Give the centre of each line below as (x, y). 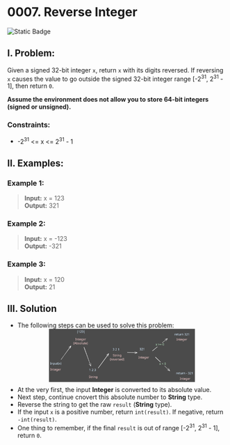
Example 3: (27, 264)
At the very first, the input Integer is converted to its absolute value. (114, 389)
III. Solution (32, 309)
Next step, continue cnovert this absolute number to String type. (110, 397)
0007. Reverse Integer (72, 12)
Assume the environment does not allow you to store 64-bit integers (108, 100)
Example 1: (26, 183)
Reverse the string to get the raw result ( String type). (95, 404)
